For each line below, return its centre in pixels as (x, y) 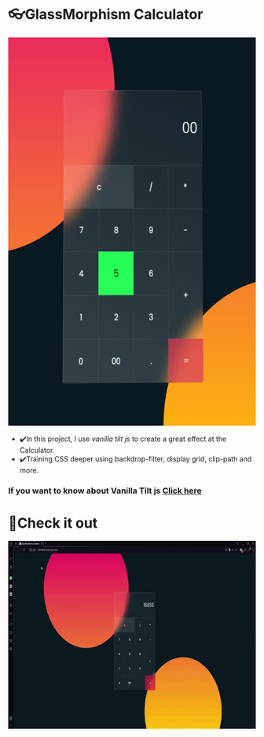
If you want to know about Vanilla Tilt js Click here (105, 491)
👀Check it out (53, 523)
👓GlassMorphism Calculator (106, 15)
